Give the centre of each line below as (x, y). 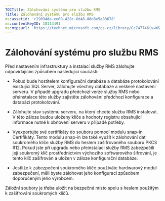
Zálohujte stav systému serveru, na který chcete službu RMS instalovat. (85, 112)
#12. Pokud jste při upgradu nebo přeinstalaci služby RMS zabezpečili (83, 148)
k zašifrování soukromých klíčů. (37, 193)
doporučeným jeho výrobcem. (43, 178)
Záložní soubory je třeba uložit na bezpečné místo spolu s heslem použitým (82, 188)
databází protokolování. (36, 102)
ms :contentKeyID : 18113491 (33, 24)
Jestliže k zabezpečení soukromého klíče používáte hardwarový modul (84, 168)
